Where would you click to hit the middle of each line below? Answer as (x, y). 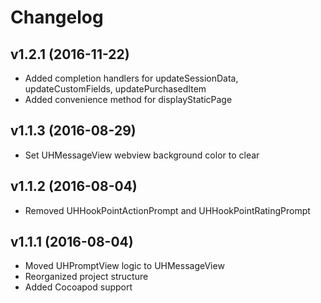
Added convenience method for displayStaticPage (128, 99)
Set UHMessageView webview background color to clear (142, 155)
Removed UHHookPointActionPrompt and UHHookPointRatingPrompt (167, 210)
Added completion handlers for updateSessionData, (131, 78)
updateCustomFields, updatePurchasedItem (115, 89)
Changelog (57, 17)
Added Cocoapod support (78, 287)
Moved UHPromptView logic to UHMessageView (124, 266)
